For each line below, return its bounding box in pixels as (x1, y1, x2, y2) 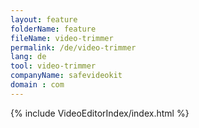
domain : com (10, 80, 65, 90)
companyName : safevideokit (10, 71, 123, 81)
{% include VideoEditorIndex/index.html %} (10, 107, 190, 119)
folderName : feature (10, 24, 97, 34)
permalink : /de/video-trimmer (10, 42, 137, 53)
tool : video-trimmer (10, 61, 97, 71)
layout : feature (10, 14, 78, 25)
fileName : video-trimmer (10, 33, 114, 43)
